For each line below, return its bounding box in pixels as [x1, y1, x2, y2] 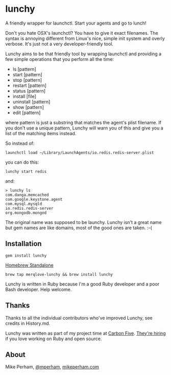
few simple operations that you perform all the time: [5, 56, 114, 62]
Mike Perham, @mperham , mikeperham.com [5, 364, 100, 370]
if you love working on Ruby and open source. [5, 336, 102, 342]
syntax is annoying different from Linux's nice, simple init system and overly [5, 35, 165, 41]
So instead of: [5, 140, 35, 146]
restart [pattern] [12, 82, 47, 89]
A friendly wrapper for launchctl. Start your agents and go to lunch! [5, 20, 146, 26]
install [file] [12, 93, 37, 99]
